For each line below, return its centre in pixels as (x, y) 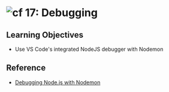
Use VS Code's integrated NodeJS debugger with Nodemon (89, 49)
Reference (26, 68)
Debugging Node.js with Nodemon (58, 82)
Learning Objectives (45, 35)
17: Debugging (61, 13)
